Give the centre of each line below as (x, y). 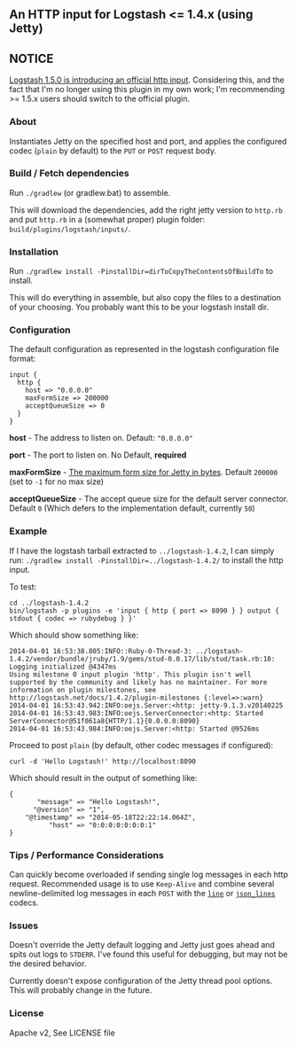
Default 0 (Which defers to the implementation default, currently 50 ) (132, 508)
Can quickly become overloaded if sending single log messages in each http (149, 874)
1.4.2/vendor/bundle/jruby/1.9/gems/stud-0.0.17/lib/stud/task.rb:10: (142, 659)
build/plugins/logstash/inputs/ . (70, 229)
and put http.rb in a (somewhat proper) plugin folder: (107, 219)
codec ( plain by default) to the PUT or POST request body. (113, 151)
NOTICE (31, 58)
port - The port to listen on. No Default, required (98, 455)
